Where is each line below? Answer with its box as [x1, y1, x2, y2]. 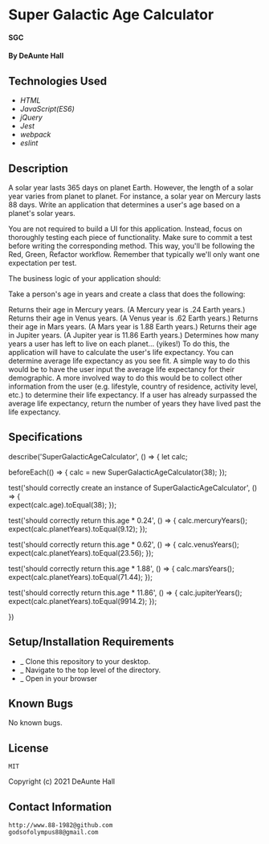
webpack [19, 130, 51, 140]
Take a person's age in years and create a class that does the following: [8, 289, 246, 299]
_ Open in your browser [19, 673, 98, 683]
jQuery [19, 112, 43, 122]
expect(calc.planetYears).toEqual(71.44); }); [8, 572, 153, 581]
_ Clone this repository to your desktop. [19, 656, 151, 666]
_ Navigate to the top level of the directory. [19, 665, 161, 675]
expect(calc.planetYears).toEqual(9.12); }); [8, 524, 148, 533]
